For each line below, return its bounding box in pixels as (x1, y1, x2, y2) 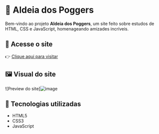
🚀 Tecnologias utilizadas (5, 100, 81, 108)
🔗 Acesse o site (5, 40, 53, 49)
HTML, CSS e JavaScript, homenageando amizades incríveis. (5, 26, 129, 31)
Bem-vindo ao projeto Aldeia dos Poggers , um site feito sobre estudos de (5, 21, 155, 27)
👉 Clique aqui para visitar (5, 54, 58, 59)
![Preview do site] (5, 85, 41, 91)
